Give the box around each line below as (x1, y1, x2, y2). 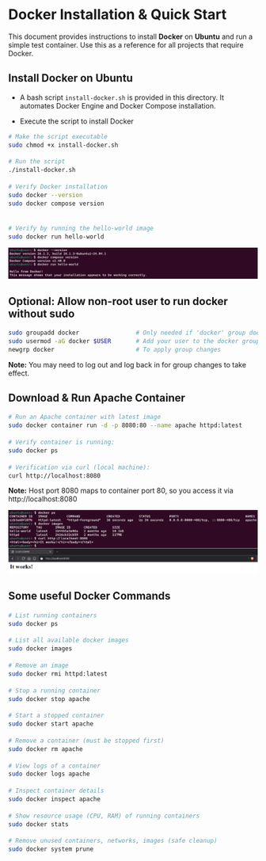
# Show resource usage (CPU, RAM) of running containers (8, 812, 200, 820)
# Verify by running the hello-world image (8, 224, 154, 233)
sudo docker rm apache (8, 745, 83, 753)
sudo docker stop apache (8, 695, 90, 703)
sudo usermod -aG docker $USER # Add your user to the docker (8, 337, 239, 345)
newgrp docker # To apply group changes (8, 345, 222, 353)
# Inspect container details (8, 787, 104, 795)
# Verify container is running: (8, 438, 115, 446)
